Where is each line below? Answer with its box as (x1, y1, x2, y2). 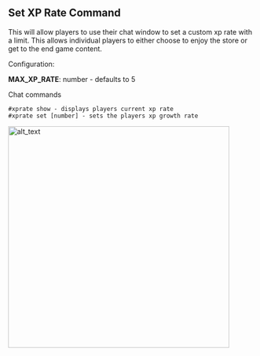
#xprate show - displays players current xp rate (8, 105, 174, 113)
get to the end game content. (8, 43, 102, 54)
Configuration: (8, 59, 55, 69)
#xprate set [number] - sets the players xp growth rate (8, 112, 199, 120)
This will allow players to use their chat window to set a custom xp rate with (8, 27, 253, 36)
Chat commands (8, 90, 61, 99)
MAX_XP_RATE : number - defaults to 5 (8, 74, 136, 83)
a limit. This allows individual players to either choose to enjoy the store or (8, 35, 247, 45)
